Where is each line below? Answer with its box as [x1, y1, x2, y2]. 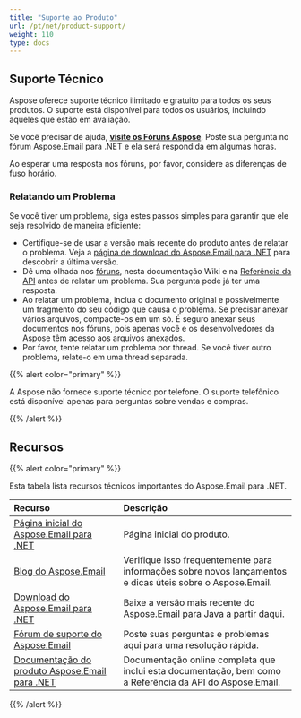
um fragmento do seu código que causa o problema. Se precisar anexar [21, 304, 288, 315]
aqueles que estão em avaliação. [9, 114, 131, 125]
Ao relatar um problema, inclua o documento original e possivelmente [21, 295, 279, 306]
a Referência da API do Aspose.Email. [123, 676, 280, 688]
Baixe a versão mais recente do [123, 597, 255, 610]
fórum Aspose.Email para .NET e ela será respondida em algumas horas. [9, 141, 277, 152]
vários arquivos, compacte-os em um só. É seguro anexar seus [21, 314, 256, 324]
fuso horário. [9, 168, 57, 179]
